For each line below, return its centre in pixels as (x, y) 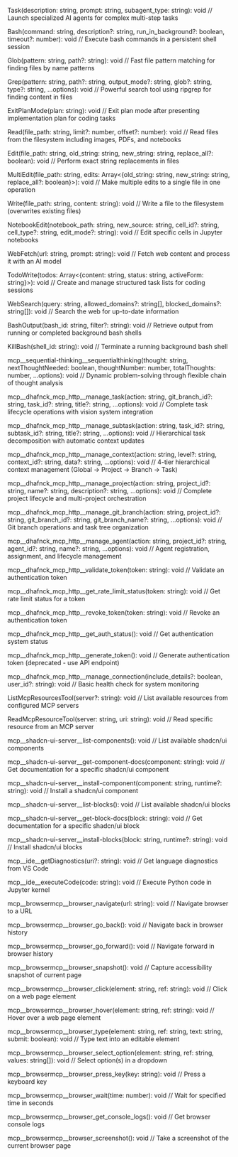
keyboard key (27, 1082)
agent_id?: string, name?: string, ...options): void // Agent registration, (109, 549)
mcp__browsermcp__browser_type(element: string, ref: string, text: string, (115, 1031)
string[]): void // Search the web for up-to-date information (93, 311)
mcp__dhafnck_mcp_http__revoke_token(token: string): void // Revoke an (114, 613)
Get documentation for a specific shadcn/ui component (88, 769)
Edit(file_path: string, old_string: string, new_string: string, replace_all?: (110, 153)
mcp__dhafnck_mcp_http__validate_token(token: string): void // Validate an (116, 570)
